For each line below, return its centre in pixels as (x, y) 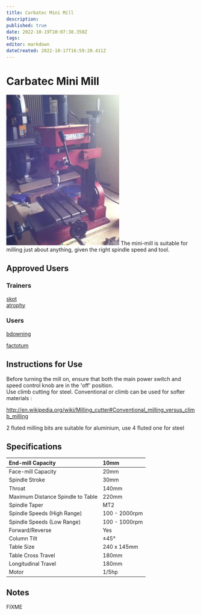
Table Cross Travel (32, 555)
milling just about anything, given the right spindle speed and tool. (88, 249)
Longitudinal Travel (32, 563)
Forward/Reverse (30, 530)
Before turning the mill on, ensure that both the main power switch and (94, 379)
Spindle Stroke (27, 480)
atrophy (16, 305)
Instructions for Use (45, 364)
